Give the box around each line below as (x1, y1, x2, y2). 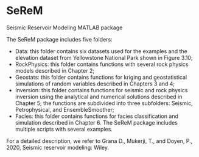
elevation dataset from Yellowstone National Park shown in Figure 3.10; (15, 54, 193, 61)
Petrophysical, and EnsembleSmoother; (15, 106, 114, 113)
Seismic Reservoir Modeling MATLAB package (6, 24, 123, 31)
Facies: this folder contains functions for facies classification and (15, 112, 178, 120)
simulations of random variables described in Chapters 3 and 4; (15, 80, 175, 87)
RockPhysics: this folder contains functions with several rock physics (15, 60, 189, 68)
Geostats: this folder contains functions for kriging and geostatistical (15, 73, 187, 81)
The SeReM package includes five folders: (6, 35, 113, 43)
